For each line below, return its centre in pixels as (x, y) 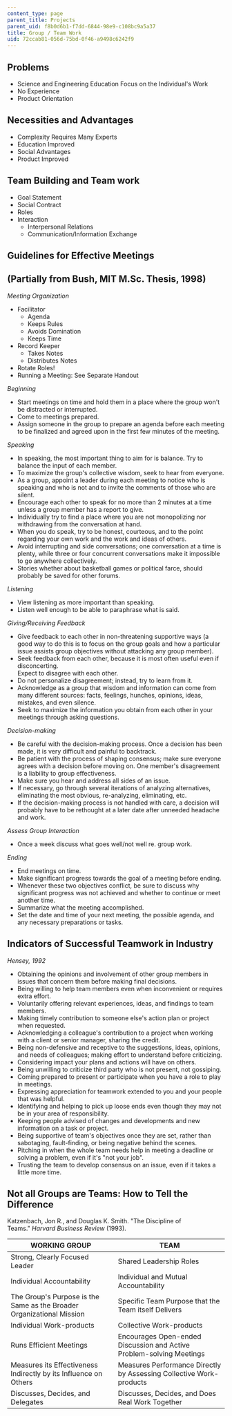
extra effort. (34, 996)
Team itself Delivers (150, 1310)
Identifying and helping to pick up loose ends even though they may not (119, 1106)
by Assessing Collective (156, 1374)
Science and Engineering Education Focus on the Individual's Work (113, 84)
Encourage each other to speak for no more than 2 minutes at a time (114, 502)
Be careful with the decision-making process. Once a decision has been (119, 744)
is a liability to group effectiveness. (67, 773)
